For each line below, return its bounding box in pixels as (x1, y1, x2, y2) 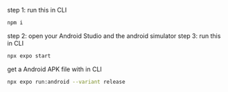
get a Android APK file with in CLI (7, 65, 103, 73)
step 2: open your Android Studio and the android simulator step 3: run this (7, 31, 221, 40)
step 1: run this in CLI (7, 6, 67, 14)
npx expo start (7, 52, 51, 59)
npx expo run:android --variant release (7, 78, 126, 85)
